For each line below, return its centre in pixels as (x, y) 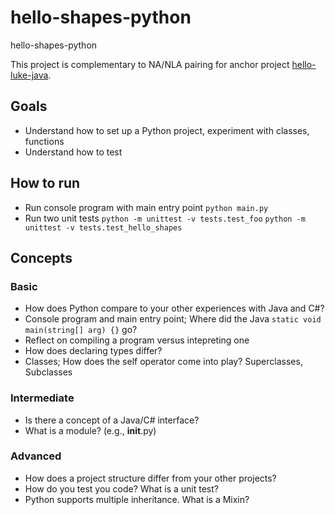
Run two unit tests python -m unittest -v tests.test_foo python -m (165, 218)
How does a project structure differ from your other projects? (150, 478)
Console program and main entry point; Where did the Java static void (173, 319)
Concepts (41, 257)
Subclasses (48, 372)
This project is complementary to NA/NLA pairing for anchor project (150, 64)
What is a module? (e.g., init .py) (90, 430)
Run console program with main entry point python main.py (146, 207)
